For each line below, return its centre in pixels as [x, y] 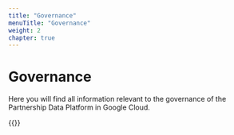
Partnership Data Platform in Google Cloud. [79, 107]
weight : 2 [25, 30]
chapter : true [32, 38]
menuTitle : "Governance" [50, 23]
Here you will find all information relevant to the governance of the [117, 99]
